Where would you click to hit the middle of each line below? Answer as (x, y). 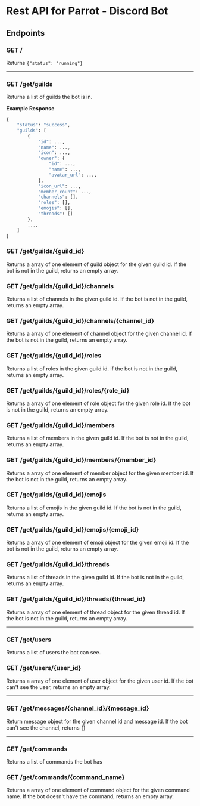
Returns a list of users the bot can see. (54, 652)
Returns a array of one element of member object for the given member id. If (100, 473)
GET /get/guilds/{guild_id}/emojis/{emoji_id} (73, 529)
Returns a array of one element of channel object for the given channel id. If (99, 334)
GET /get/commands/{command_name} (65, 777)
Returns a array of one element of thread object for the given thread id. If (96, 612)
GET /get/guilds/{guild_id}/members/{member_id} (81, 460)
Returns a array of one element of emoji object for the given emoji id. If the (98, 543)
